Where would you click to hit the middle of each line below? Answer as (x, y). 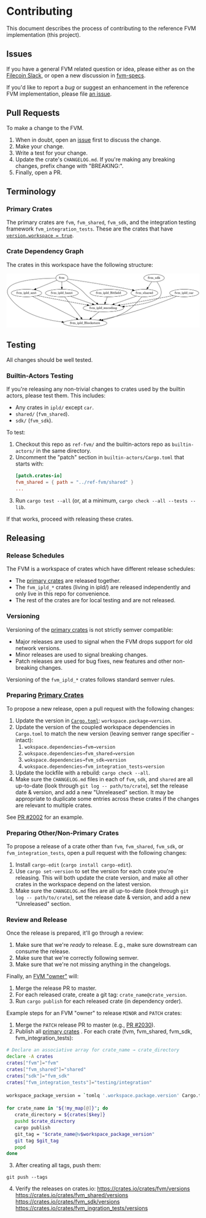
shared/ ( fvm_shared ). (42, 414)
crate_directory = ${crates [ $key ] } (60, 1115)
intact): (24, 740)
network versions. (38, 648)
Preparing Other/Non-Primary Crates (63, 833)
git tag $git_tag (37, 1141)
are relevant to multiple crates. (54, 805)
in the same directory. (63, 450)
